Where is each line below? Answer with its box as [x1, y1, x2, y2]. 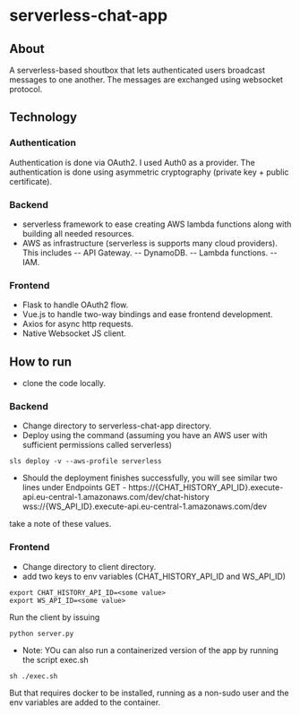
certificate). [9, 176, 52, 186]
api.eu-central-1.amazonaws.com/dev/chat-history [21, 492, 210, 503]
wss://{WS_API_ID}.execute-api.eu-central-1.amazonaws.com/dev [21, 501, 267, 512]
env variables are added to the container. [9, 696, 161, 708]
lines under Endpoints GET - [21, 482, 127, 493]
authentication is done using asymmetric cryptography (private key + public [9, 167, 289, 177]
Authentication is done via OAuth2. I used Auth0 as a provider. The [9, 157, 255, 168]
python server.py [9, 629, 74, 638]
